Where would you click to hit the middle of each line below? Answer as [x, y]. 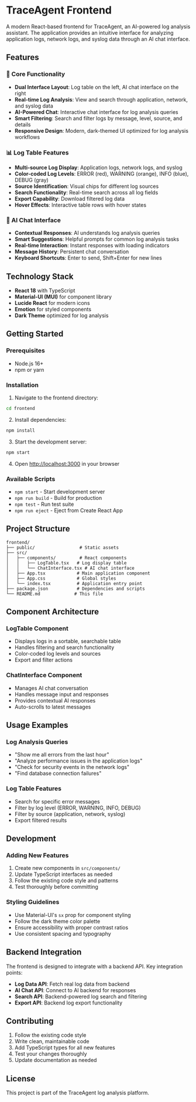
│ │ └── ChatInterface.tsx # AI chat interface [70, 568]
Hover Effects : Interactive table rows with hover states [80, 205]
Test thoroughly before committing [56, 887]
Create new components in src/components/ [68, 868]
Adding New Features [37, 855]
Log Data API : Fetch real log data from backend [72, 984]
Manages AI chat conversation [51, 688]
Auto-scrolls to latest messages [53, 707]
